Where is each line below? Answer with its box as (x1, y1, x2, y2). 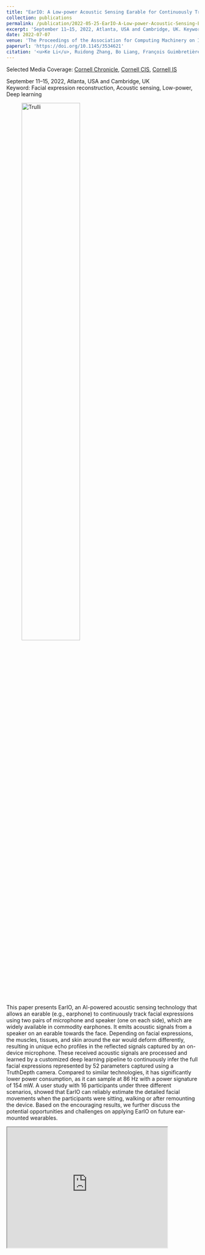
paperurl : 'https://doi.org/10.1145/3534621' (6, 43, 124, 50)
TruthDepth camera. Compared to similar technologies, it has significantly (6, 1068, 192, 1076)
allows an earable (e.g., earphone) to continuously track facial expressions (6, 1010, 194, 1017)
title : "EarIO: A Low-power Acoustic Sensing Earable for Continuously (6, 9, 192, 15)
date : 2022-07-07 (6, 32, 51, 38)
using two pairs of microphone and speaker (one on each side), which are (6, 1016, 192, 1023)
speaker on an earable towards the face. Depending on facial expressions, (6, 1030, 193, 1037)
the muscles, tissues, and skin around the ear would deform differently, (6, 1036, 185, 1043)
